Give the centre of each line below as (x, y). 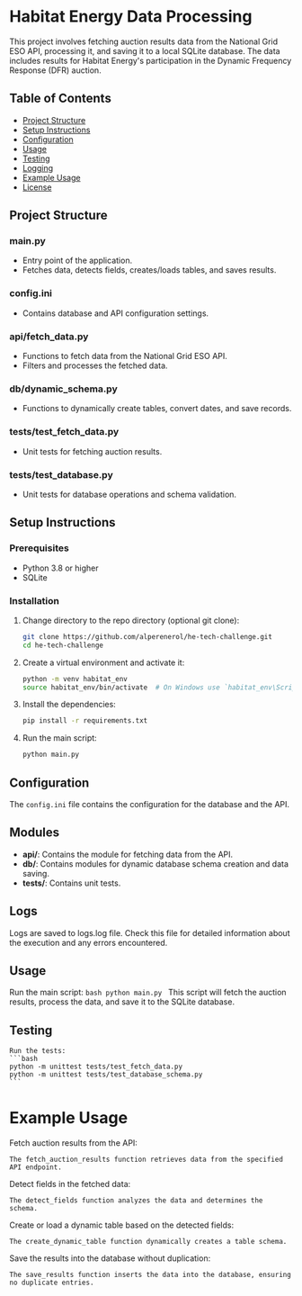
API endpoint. (36, 1167)
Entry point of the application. (77, 261)
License (37, 187)
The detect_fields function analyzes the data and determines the (136, 1201)
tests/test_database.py (62, 474)
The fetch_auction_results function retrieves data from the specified (146, 1160)
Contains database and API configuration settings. (115, 313)
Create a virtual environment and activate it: (103, 662)
